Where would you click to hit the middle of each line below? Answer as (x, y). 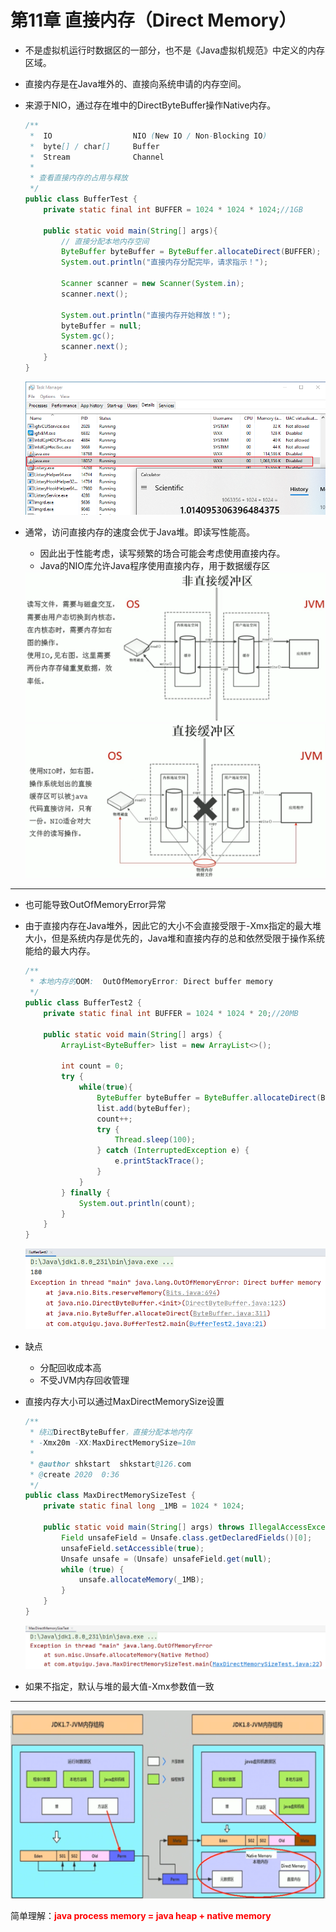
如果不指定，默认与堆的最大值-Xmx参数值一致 (119, 1686)
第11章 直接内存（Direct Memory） (153, 20)
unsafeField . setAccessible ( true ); (133, 1548)
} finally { (86, 1192)
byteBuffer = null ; (101, 326)
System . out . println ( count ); (137, 1203)
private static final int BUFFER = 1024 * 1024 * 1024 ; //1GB (173, 209)
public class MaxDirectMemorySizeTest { (110, 1496)
